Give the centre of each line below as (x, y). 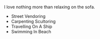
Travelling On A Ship (32, 26)
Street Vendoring (28, 16)
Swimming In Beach (31, 32)
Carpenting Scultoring (33, 21)
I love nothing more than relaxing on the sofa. (50, 7)
